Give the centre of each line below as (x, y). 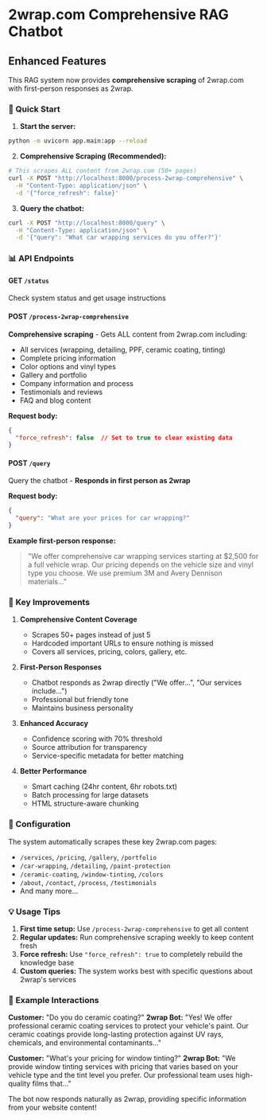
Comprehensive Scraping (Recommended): (93, 156)
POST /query (29, 462)
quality (19, 1083)
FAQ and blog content (55, 400)
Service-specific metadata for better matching (108, 756)
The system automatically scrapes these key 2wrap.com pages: (112, 841)
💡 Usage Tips (35, 911)
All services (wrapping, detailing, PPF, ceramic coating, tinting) (123, 349)
